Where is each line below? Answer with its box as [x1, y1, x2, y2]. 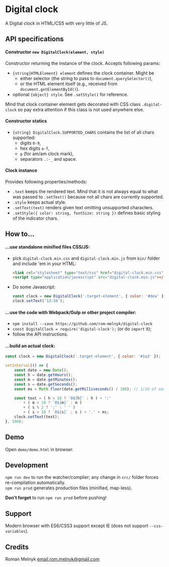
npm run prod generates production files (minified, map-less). [5, 485, 132, 491]
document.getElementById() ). [20, 86, 79, 92]
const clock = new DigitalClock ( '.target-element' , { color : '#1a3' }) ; [5, 354, 161, 359]
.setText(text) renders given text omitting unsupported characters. [12, 204, 154, 210]
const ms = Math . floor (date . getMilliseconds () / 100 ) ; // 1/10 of [14, 387, 156, 392]
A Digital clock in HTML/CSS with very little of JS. [5, 20, 108, 26]
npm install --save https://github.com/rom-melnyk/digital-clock [12, 322, 152, 327]
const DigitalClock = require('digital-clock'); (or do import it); [12, 326, 152, 332]
